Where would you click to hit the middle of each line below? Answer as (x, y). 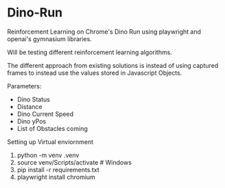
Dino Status (33, 99)
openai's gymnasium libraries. (50, 38)
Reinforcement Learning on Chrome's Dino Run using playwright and (104, 32)
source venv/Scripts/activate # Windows (74, 162)
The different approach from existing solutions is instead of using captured (113, 65)
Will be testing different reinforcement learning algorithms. (90, 52)
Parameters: (24, 86)
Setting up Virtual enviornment (50, 141)
